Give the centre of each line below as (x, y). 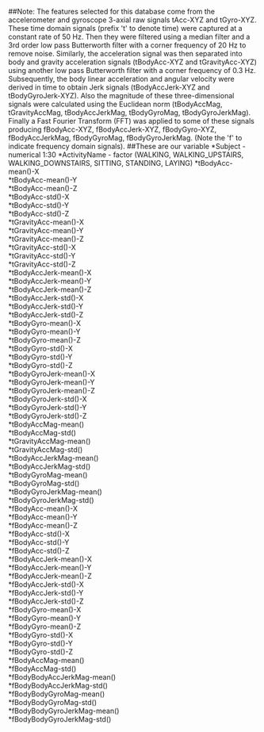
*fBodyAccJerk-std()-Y (46, 593)
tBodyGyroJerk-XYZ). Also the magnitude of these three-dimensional (121, 96)
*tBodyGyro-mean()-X (45, 323)
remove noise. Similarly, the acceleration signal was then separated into (126, 54)
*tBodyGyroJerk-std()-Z (48, 416)
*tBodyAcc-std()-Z (39, 214)
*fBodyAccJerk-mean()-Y (50, 567)
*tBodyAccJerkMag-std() (50, 466)
